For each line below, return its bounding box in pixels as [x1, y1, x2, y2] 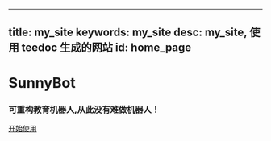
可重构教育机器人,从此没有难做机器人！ [8, 104, 160, 115]
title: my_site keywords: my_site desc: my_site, [8, 26, 248, 39]
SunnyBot [8, 73, 77, 92]
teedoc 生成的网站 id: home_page [21, 41, 192, 55]
